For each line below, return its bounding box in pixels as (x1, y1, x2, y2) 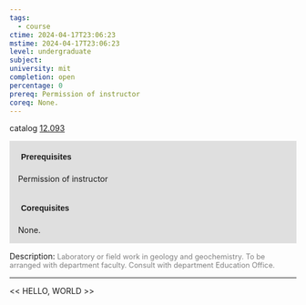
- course (17, 22, 51, 31)
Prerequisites (21, 152, 72, 162)
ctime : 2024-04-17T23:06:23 (9, 30, 117, 39)
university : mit (9, 65, 71, 74)
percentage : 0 (9, 81, 64, 90)
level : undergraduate (9, 47, 92, 56)
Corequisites (21, 203, 70, 214)
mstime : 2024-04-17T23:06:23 (9, 38, 120, 48)
